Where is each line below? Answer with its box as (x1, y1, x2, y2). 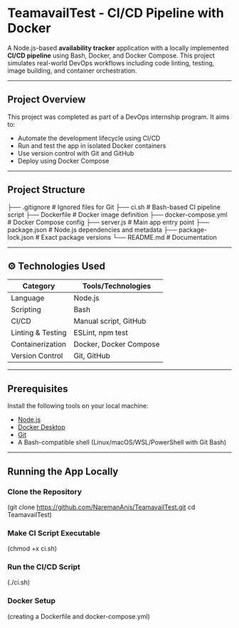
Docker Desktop (17, 423, 65, 432)
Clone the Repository (7, 486, 83, 496)
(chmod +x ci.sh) (7, 544, 58, 553)
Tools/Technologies (82, 281, 152, 291)
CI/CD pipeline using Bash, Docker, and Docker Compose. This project (7, 51, 216, 60)
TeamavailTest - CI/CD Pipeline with (7, 5, 224, 21)
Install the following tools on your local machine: (7, 402, 149, 410)
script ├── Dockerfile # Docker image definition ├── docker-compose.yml (7, 210, 228, 218)
